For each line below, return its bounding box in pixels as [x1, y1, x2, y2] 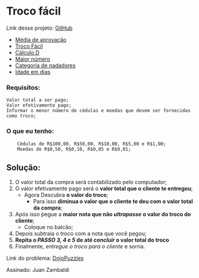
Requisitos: [6, 83, 41, 91]
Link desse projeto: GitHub [6, 24, 73, 31]
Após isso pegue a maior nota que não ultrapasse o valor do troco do [15, 211, 191, 218]
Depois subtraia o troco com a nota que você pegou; [15, 230, 147, 237]
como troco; [6, 113, 36, 119]
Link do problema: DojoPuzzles [6, 254, 84, 262]
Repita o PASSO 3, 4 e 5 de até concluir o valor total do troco [15, 236, 169, 243]
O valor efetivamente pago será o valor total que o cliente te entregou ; [15, 185, 193, 192]
